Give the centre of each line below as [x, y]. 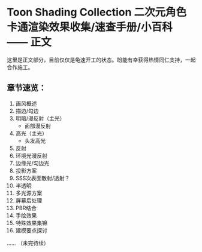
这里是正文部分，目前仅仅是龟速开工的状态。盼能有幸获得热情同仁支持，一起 [101, 60]
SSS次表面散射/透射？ [43, 178]
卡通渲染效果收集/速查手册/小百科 [90, 27]
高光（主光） [31, 133]
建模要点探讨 [31, 230]
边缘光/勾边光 [32, 163]
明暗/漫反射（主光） [40, 118]
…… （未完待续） [28, 243]
